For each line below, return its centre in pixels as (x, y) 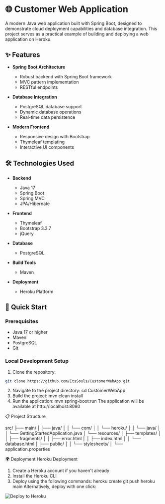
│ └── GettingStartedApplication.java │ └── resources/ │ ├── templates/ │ (83, 433)
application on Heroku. (28, 39)
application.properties (28, 449)
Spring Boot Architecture (39, 67)
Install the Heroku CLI (35, 476)
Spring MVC (32, 198)
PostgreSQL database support (51, 106)
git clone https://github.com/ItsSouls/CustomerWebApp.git (68, 381)
